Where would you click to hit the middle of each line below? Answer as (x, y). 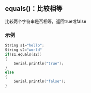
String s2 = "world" (23, 50)
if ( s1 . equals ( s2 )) (23, 54)
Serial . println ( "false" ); (40, 81)
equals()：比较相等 (34, 9)
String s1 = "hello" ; (25, 46)
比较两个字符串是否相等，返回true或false (46, 21)
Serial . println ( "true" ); (39, 63)
